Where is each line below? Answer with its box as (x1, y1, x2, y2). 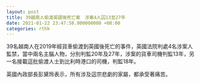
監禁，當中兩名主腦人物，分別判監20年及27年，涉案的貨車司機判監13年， (6, 51, 190, 58)
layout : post (6, 8, 39, 15)
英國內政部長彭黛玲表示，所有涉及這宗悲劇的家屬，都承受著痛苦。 (6, 70, 171, 78)
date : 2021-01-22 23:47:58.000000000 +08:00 (6, 20, 121, 26)
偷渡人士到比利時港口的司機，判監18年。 (38, 58, 139, 65)
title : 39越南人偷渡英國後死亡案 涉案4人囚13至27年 (6, 14, 126, 20)
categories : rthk (6, 25, 50, 32)
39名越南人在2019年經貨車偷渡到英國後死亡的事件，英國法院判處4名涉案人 (6, 43, 193, 50)
